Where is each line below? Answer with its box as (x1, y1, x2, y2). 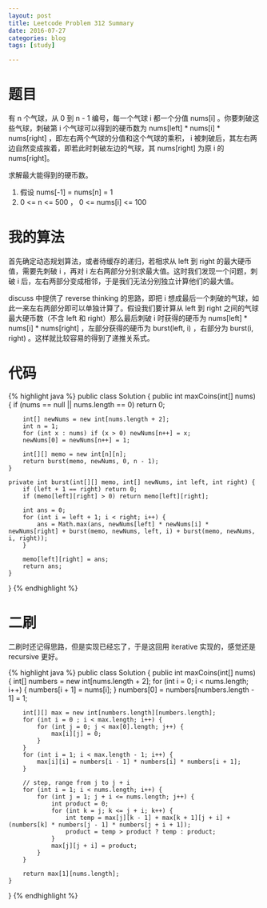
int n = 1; (22, 422, 59, 430)
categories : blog (8, 34, 66, 42)
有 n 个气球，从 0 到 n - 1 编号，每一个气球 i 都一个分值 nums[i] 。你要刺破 (8, 114, 253, 123)
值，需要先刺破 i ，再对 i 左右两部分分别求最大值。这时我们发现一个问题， (8, 266, 251, 276)
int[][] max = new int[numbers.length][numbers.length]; (22, 709, 217, 717)
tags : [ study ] (8, 42, 56, 50)
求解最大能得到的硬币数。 (8, 170, 93, 180)
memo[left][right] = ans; (22, 555, 110, 563)
